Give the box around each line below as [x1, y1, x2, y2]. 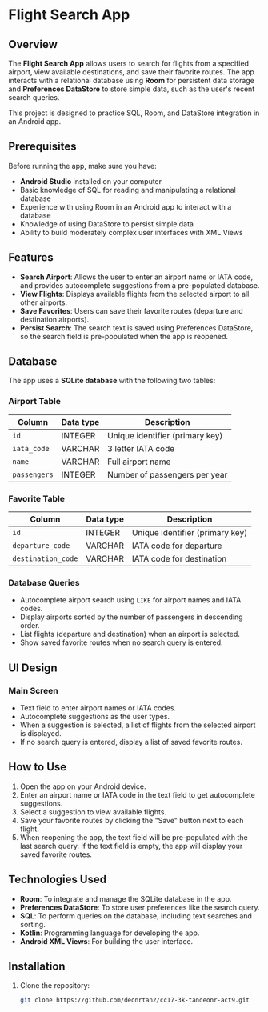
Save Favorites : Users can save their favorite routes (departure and [19, 306, 244, 315]
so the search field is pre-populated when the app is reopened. [19, 331, 229, 341]
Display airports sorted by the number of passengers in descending [19, 612, 243, 622]
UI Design [8, 661, 58, 674]
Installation [8, 960, 66, 974]
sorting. [19, 919, 46, 929]
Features [8, 250, 54, 265]
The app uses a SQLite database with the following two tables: [8, 376, 216, 386]
